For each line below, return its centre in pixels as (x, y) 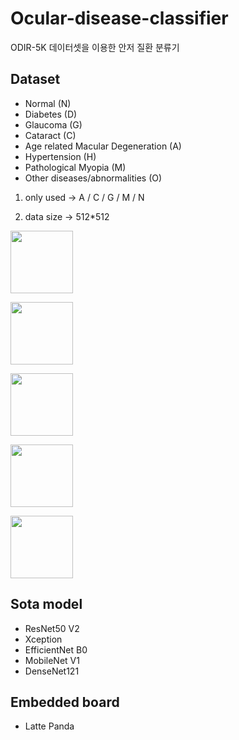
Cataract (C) (50, 135)
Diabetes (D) (51, 114)
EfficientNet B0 (56, 649)
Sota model (46, 604)
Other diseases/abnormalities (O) (93, 178)
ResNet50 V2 (52, 628)
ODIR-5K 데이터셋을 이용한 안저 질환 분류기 (95, 47)
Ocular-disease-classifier (119, 18)
